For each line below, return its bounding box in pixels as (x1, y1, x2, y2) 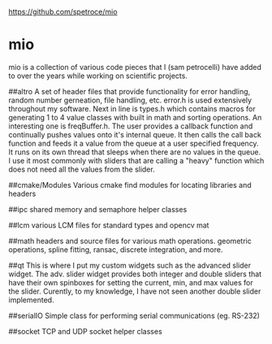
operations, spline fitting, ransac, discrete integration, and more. (8, 244, 223, 255)
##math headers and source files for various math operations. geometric (8, 236, 252, 246)
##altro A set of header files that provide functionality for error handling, (8, 86, 251, 96)
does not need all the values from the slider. (8, 164, 156, 174)
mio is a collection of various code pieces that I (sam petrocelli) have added (8, 62, 262, 72)
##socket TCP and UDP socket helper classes (8, 326, 162, 336)
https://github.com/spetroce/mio (8, 7, 118, 16)
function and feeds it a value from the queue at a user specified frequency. (8, 138, 259, 148)
